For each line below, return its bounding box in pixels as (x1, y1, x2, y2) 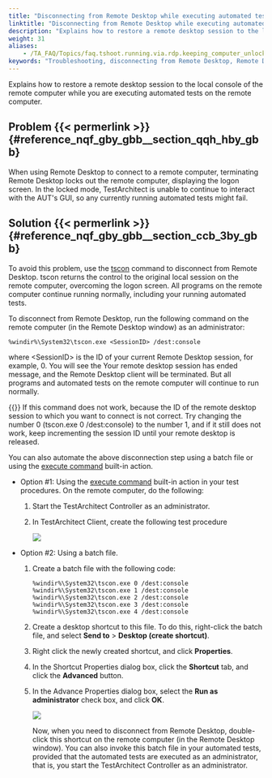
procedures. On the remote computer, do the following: (19, 485, 204, 495)
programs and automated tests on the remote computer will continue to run (8, 378, 259, 388)
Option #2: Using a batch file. (19, 548, 119, 557)
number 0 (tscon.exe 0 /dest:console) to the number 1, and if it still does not (8, 419, 261, 429)
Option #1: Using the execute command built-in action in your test (19, 476, 240, 487)
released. (8, 436, 40, 446)
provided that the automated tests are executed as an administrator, (32, 751, 259, 761)
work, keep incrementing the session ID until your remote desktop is (8, 428, 236, 438)
